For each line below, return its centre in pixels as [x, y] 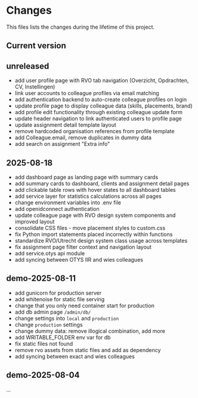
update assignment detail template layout [65, 125]
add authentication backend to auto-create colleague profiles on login [100, 100]
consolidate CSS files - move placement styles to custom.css [90, 228]
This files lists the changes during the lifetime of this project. [81, 27]
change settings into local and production [67, 318]
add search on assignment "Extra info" [62, 144]
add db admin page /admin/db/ [53, 312]
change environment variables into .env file [68, 202]
